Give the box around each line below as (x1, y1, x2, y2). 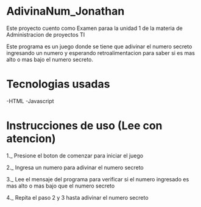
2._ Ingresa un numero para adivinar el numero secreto (6, 164, 144, 171)
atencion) (6, 132, 56, 146)
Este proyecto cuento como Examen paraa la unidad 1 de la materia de (6, 24, 183, 32)
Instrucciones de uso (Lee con (6, 119, 163, 133)
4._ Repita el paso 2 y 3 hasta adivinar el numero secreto (6, 194, 149, 201)
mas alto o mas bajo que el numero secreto (6, 182, 115, 189)
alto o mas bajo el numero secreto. (6, 56, 93, 63)
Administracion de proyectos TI (6, 31, 85, 38)
